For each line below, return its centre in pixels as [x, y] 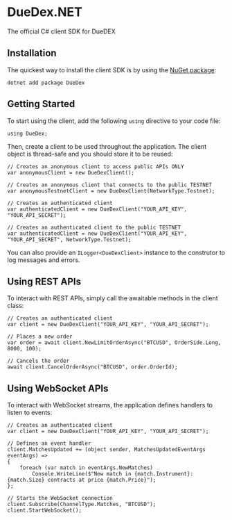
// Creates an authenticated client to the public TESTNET [94, 227]
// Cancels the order [38, 361]
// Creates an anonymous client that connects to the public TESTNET [110, 185]
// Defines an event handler [49, 444]
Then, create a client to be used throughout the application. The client [107, 146]
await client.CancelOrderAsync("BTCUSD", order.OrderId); [92, 367]
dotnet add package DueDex [46, 83]
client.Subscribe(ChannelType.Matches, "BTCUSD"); [82, 505]
